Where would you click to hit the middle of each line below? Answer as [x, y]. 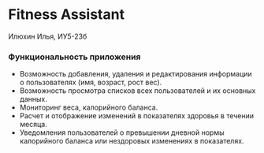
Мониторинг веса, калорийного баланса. [89, 107]
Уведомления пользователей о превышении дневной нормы [122, 132]
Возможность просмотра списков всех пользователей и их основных [138, 91]
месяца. [33, 125]
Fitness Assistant [66, 15]
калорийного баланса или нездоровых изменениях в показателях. [132, 141]
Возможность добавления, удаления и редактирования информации [136, 74]
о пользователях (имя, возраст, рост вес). [91, 82]
